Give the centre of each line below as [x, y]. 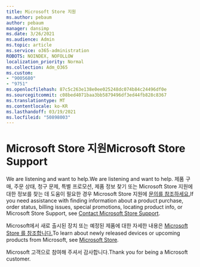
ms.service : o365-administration [48, 51]
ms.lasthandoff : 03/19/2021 [41, 112]
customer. [19, 259]
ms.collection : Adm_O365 [37, 67]
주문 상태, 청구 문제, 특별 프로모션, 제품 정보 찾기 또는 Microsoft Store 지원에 [103, 186]
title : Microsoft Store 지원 [41, 12]
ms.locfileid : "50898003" [38, 117]
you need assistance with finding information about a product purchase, [95, 201]
